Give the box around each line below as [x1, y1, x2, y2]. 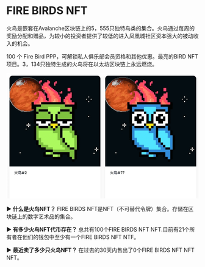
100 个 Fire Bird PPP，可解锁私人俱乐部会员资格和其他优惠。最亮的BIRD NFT [6, 52, 198, 60]
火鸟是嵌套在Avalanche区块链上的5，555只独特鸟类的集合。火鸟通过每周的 [6, 24, 195, 32]
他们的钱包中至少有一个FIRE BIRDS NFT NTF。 [22, 233, 139, 241]
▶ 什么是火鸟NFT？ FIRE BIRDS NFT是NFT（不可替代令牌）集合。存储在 [6, 205, 189, 213]
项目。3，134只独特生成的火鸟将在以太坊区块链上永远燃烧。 [6, 60, 158, 68]
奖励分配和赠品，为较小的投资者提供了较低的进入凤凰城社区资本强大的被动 [6, 32, 193, 40]
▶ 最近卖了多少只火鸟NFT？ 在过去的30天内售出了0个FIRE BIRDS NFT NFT [6, 246, 195, 254]
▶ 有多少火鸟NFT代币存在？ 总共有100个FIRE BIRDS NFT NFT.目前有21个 [6, 226, 190, 233]
